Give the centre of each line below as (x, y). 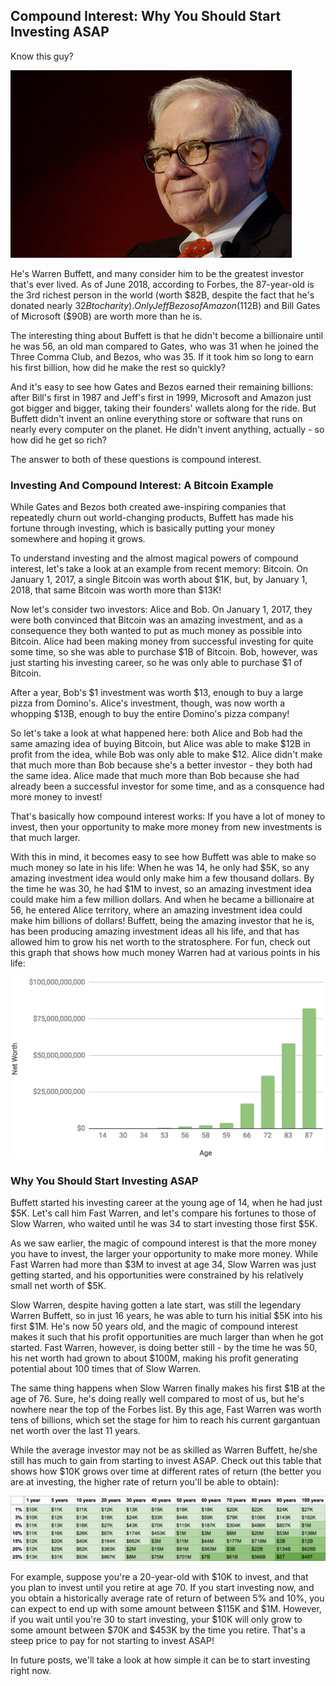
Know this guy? (42, 56)
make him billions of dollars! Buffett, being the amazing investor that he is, (162, 921)
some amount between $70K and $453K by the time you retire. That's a (158, 1630)
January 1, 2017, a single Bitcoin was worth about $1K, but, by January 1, (159, 580)
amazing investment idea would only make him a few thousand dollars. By (162, 878)
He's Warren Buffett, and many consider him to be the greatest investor (157, 273)
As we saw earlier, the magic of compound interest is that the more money (163, 1243)
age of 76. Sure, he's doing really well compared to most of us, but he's (157, 1399)
